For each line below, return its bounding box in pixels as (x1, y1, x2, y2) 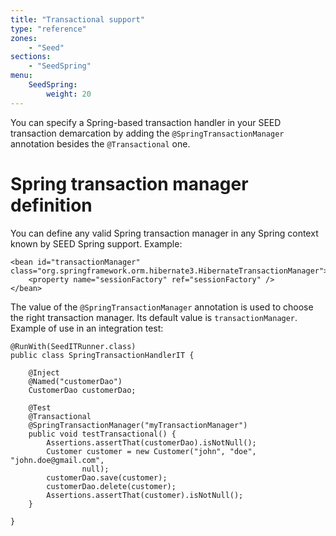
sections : (10, 52, 52, 62)
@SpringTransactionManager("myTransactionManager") (28, 420, 248, 430)
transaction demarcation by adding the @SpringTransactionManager (10, 127, 285, 139)
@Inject (28, 367, 60, 378)
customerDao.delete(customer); (46, 481, 177, 491)
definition (10, 194, 93, 216)
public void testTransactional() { (28, 429, 177, 439)
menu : (10, 71, 33, 81)
